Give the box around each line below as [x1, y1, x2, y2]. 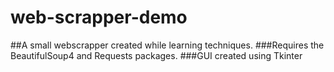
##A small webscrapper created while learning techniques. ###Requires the [10, 39, 325, 51]
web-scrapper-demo [10, 6, 188, 29]
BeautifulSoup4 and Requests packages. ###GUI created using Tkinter [10, 49, 303, 61]
